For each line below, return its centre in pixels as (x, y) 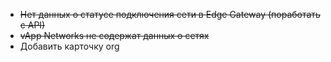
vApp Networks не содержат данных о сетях (114, 35)
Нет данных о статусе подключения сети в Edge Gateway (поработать (170, 14)
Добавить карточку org (69, 46)
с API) (32, 25)
